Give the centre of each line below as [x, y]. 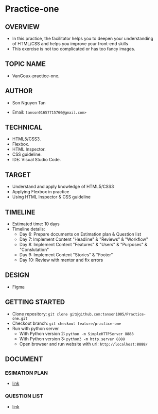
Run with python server [35, 328]
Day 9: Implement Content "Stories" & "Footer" [66, 255]
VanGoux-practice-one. [36, 76]
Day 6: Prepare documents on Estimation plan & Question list [80, 234]
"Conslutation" [34, 250]
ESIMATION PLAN [26, 373]
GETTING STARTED [35, 302]
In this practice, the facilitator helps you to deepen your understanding [83, 38]
